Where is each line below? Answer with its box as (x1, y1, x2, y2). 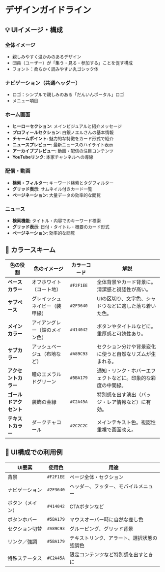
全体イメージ (5, 41, 35, 48)
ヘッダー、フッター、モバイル (69, 483, 138, 490)
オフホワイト (31, 279, 61, 286)
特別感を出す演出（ (97, 391, 141, 398)
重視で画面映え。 (97, 426, 137, 433)
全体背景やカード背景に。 (97, 279, 156, 286)
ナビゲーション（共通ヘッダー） (5, 79, 81, 86)
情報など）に (116, 398, 146, 405)
